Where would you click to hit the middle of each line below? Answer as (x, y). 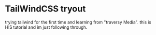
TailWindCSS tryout (45, 9)
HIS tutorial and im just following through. (46, 27)
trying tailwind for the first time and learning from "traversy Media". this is (78, 22)
